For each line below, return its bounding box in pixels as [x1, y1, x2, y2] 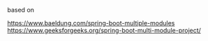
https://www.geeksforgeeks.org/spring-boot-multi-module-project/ [7, 27, 201, 34]
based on [7, 6, 35, 14]
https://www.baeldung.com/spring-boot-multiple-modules [7, 19, 175, 27]
